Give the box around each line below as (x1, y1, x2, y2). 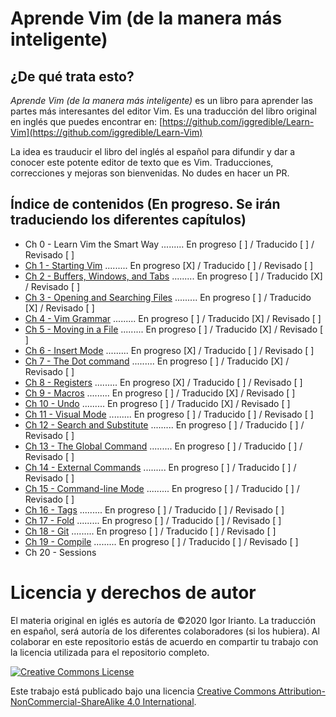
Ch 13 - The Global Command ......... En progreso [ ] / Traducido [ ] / (24, 440, 303, 452)
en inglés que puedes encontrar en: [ (10, 116, 163, 127)
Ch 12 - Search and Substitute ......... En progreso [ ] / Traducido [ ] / (24, 418, 305, 431)
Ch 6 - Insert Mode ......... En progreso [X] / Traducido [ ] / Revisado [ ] (24, 344, 315, 356)
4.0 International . (126, 695, 197, 707)
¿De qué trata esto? (10, 68, 135, 85)
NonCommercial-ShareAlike (10, 695, 125, 707)
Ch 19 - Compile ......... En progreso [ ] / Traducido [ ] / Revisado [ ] (24, 535, 299, 547)
